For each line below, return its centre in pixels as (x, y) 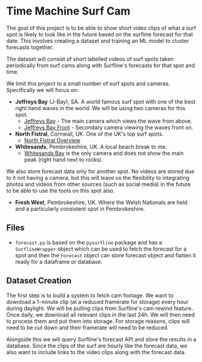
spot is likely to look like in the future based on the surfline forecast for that (100, 34)
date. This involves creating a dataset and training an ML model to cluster (98, 41)
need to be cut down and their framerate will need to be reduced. (88, 327)
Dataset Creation (39, 281)
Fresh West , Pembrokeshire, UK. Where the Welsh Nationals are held (101, 202)
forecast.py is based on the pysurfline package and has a (88, 242)
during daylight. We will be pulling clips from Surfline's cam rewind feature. (100, 308)
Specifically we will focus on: (42, 90)
